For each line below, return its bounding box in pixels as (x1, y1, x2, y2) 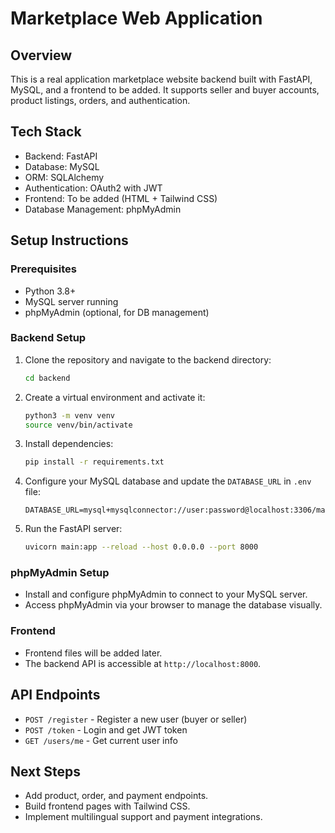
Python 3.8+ (24, 285, 77, 297)
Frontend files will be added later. (24, 647, 163, 659)
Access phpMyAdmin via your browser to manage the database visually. (24, 599, 323, 611)
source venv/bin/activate (24, 420, 133, 430)
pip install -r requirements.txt (24, 457, 165, 467)
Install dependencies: (24, 438, 114, 450)
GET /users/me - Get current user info (24, 734, 178, 746)
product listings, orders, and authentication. (10, 95, 191, 106)
